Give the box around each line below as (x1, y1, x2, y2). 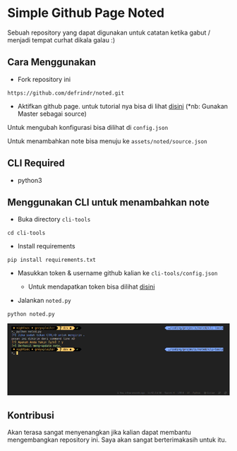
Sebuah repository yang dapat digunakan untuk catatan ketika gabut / (7, 28, 210, 37)
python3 (17, 176, 42, 184)
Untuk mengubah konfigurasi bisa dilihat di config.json (7, 123, 169, 131)
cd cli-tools (7, 229, 46, 237)
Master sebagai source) (17, 109, 87, 118)
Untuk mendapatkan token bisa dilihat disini (28, 282, 155, 291)
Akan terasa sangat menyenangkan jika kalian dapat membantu (7, 428, 192, 437)
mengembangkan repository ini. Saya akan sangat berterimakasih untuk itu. (7, 435, 227, 444)
